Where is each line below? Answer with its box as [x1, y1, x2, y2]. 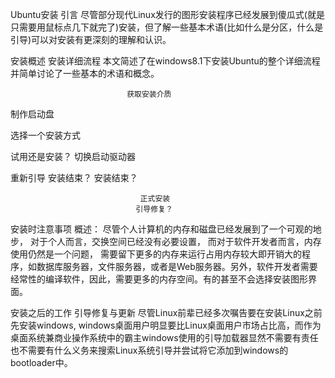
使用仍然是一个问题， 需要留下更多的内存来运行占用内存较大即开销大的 [10, 248, 302, 260]
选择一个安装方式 [10, 129, 81, 141]
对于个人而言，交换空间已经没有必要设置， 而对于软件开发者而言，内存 [29, 236, 322, 247]
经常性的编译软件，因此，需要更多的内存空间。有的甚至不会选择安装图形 [10, 273, 308, 285]
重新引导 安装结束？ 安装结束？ [10, 172, 138, 183]
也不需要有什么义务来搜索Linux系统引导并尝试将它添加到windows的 [10, 344, 289, 356]
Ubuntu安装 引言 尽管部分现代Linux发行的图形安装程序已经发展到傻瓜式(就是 [10, 9, 325, 20]
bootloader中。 [10, 357, 73, 368]
